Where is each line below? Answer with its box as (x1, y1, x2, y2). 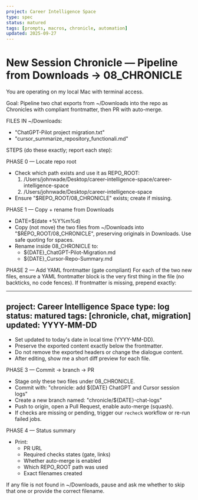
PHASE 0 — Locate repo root (6, 158, 77, 165)
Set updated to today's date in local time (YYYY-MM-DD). (14, 336, 155, 343)
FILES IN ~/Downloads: (6, 118, 62, 125)
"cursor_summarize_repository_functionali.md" (14, 135, 128, 142)
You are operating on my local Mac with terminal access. (6, 88, 144, 95)
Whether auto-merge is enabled (23, 457, 101, 464)
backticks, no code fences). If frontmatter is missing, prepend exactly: (6, 279, 177, 287)
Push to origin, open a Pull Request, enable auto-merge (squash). (14, 402, 174, 410)
